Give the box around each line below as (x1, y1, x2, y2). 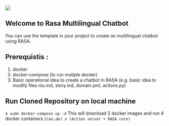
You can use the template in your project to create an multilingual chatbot (5, 32, 158, 38)
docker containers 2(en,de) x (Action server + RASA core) (5, 116, 131, 122)
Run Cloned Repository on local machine (5, 97, 136, 106)
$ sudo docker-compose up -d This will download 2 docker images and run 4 (5, 110, 164, 116)
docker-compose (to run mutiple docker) (12, 71, 98, 77)
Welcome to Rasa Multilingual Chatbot (5, 19, 129, 28)
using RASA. (5, 38, 31, 44)
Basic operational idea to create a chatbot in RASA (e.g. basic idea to (12, 77, 156, 83)
